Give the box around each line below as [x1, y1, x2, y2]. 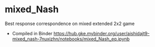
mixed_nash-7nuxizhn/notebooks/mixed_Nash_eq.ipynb [12, 36, 130, 42]
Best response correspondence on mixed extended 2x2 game [5, 20, 135, 27]
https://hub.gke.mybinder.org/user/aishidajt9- [54, 30, 150, 36]
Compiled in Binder [12, 30, 53, 36]
